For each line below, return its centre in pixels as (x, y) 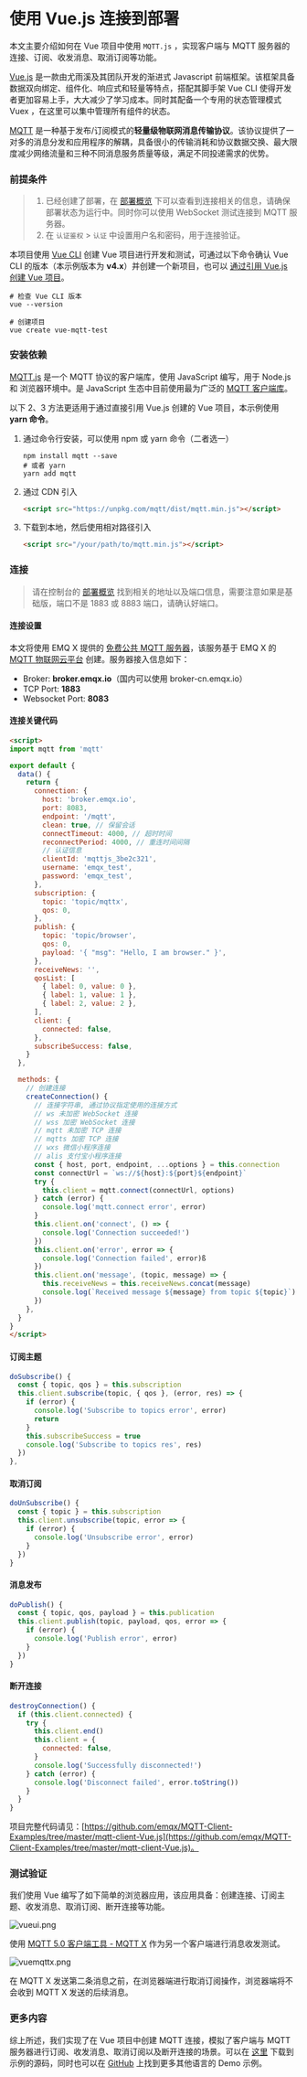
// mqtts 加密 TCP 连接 (76, 1140)
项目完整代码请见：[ (47, 1826)
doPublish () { (37, 1605)
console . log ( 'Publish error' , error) (106, 1639)
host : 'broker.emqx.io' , (90, 800)
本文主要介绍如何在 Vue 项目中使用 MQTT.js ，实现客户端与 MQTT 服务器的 (150, 46)
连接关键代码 (33, 721)
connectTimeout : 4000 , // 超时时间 (107, 833)
